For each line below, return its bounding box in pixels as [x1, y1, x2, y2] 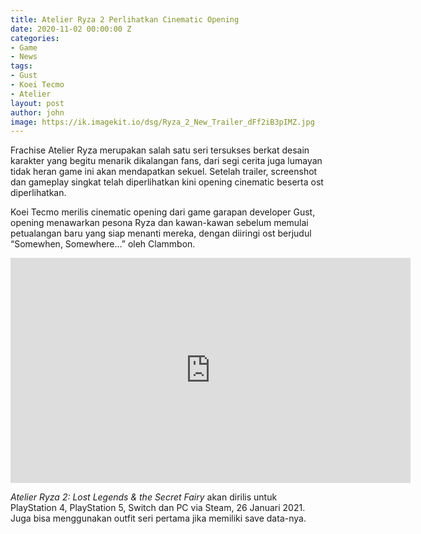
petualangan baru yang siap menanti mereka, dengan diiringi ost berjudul [10, 227, 312, 240]
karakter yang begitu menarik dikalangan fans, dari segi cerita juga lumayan [10, 155, 323, 167]
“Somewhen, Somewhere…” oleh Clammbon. [10, 238, 196, 250]
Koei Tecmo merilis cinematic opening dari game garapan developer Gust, [10, 206, 316, 218]
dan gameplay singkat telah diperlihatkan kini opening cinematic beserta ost [10, 176, 324, 188]
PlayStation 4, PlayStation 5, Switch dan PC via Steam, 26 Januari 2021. [10, 502, 306, 514]
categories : [10, 33, 60, 43]
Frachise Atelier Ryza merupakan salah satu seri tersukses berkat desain [10, 144, 310, 156]
